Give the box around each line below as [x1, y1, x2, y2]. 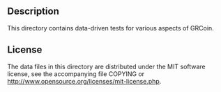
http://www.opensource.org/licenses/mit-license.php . [7, 77, 162, 85]
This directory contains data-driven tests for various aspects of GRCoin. [7, 24, 214, 32]
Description [7, 6, 59, 17]
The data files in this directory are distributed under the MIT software [7, 62, 206, 71]
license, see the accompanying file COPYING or [7, 69, 145, 78]
